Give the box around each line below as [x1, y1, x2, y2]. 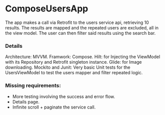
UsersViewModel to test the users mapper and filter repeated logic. [5, 70, 143, 76]
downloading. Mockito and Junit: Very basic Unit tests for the [5, 64, 131, 70]
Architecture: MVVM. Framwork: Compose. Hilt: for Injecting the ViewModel [5, 54, 161, 60]
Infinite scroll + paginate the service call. [12, 104, 96, 110]
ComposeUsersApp [5, 3, 88, 14]
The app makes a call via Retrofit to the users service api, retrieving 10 [5, 19, 149, 25]
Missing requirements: [5, 82, 61, 89]
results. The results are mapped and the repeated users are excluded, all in [5, 24, 159, 30]
